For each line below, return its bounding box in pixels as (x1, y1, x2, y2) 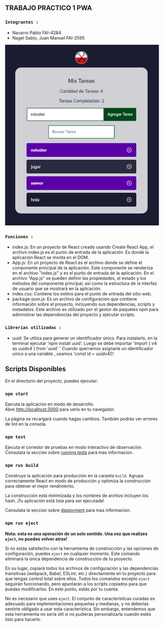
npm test (5, 434, 26, 440)
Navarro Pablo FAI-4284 (12, 29, 61, 36)
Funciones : (5, 234, 34, 240)
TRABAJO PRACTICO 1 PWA (5, 4, 92, 12)
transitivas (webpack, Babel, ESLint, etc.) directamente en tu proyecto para (5, 570, 156, 576)
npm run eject (5, 520, 39, 526)
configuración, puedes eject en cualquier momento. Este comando (5, 550, 140, 557)
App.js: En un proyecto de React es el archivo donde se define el (12, 260, 143, 266)
